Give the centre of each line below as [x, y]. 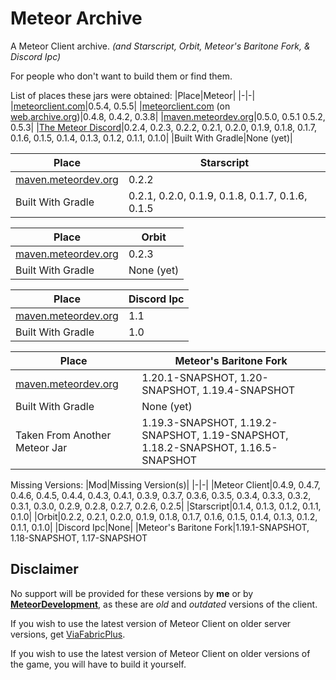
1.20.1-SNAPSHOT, [189, 377]
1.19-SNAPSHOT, [245, 435]
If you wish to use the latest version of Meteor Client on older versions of [160, 653]
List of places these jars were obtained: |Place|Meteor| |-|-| [133, 95]
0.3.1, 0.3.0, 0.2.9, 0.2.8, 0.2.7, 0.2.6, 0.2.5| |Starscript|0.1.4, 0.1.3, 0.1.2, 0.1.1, [166, 506]
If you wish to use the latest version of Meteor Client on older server [151, 623]
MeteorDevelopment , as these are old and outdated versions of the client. [164, 604]
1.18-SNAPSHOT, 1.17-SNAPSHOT [79, 538]
